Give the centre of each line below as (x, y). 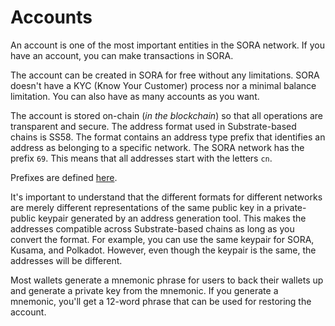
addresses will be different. (66, 260)
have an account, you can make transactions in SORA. (122, 55)
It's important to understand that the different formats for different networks (166, 197)
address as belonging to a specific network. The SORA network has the (157, 147)
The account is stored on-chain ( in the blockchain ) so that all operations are (167, 115)
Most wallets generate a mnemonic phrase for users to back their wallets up (167, 280)
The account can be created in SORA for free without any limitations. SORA (165, 75)
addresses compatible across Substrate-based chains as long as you (152, 228)
